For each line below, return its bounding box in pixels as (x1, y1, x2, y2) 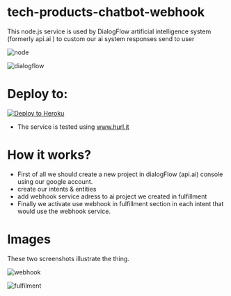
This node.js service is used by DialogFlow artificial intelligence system (7, 27, 212, 36)
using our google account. (17, 177, 93, 185)
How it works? (7, 147, 92, 163)
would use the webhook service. (17, 207, 111, 215)
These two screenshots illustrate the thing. (7, 254, 130, 263)
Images (7, 231, 51, 247)
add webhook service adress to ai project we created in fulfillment (17, 192, 207, 201)
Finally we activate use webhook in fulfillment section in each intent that (17, 199, 224, 208)
